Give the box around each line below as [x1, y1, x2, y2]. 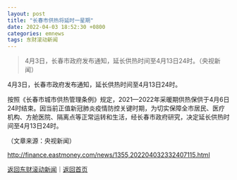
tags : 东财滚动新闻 [7, 37, 59, 44]
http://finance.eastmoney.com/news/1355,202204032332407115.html [7, 150, 210, 159]
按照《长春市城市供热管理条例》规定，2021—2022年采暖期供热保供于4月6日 [7, 96, 230, 104]
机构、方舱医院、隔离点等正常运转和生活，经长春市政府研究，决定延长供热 [7, 113, 224, 122]
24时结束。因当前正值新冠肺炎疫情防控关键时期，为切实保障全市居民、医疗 [7, 104, 226, 112]
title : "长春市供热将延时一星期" [7, 17, 94, 24]
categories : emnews [7, 30, 65, 37]
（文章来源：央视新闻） [7, 136, 75, 145]
